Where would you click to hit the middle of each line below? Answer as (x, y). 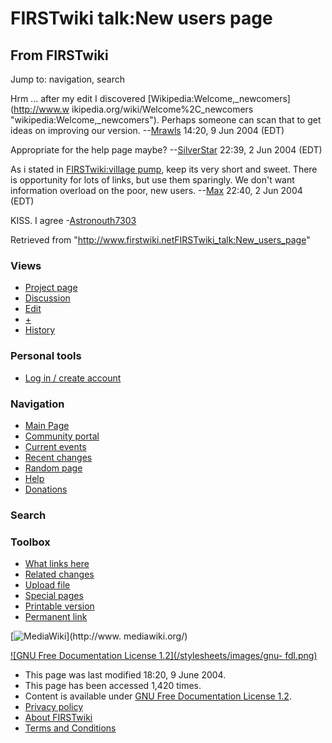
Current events (55, 446)
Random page (53, 468)
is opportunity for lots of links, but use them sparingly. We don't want (152, 180)
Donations (46, 489)
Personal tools (46, 356)
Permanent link (56, 617)
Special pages (54, 596)
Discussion (47, 298)
